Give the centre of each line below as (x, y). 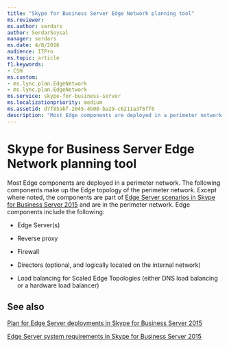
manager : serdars (32, 39)
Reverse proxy (37, 238)
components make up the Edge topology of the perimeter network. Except (112, 190)
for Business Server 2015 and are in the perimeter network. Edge (99, 204)
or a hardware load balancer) (58, 285)
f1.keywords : (26, 64)
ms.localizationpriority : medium (55, 103)
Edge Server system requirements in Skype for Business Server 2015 (105, 337)
